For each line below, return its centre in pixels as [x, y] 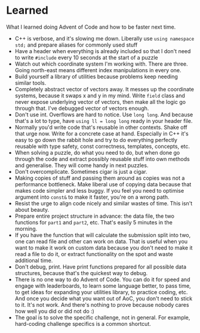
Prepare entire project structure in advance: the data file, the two [95, 216]
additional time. [34, 260]
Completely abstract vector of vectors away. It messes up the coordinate [104, 89]
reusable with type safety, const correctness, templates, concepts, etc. [102, 146]
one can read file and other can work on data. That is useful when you [101, 241]
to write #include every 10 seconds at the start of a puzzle [86, 57]
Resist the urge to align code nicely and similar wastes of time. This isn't [104, 203]
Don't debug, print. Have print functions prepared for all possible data [101, 267]
